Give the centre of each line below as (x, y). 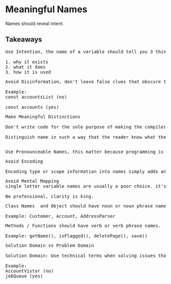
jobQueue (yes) (24, 276)
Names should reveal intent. (35, 23)
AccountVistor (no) (30, 271)
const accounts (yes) (32, 107)
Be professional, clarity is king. (50, 196)
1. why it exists (27, 62)
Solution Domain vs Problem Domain (50, 245)
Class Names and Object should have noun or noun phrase (79, 206)
